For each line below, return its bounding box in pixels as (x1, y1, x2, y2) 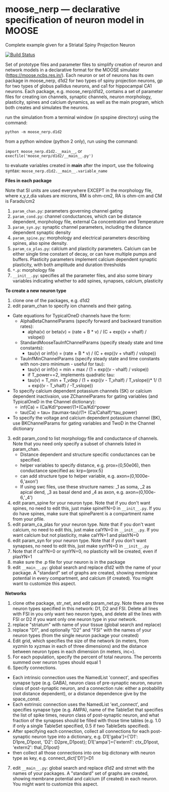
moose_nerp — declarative (5, 4, 120, 15)
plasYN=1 (12, 553, 32, 560)
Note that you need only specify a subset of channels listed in (12, 440, 141, 446)
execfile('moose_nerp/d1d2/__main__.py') (5, 153, 94, 158)
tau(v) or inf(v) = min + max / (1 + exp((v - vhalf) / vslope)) (27, 366, 149, 372)
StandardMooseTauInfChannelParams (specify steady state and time (20, 339, 163, 345)
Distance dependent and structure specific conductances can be (20, 451, 155, 457)
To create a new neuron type (5, 287, 67, 294)
